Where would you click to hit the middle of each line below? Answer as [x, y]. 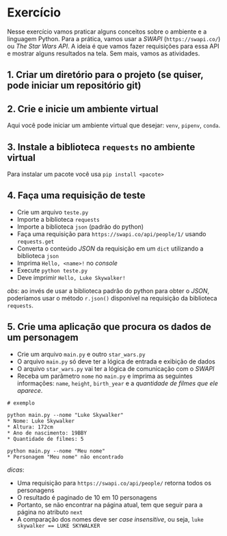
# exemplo [21, 403]
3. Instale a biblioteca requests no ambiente [101, 147]
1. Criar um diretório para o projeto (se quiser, [105, 75]
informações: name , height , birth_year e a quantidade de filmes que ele [118, 383]
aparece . [30, 390]
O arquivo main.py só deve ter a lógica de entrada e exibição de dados [116, 361]
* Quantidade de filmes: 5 [45, 439]
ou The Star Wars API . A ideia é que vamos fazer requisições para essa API [113, 46]
